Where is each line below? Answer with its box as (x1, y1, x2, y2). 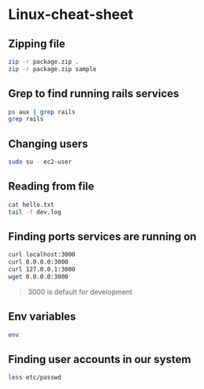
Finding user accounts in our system (8, 353, 191, 366)
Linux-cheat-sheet (8, 6, 134, 24)
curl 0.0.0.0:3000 (8, 258, 69, 266)
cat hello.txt (8, 200, 55, 208)
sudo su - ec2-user (8, 158, 72, 166)
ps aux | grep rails (8, 108, 76, 116)
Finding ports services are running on (8, 230, 197, 243)
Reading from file (8, 180, 95, 193)
